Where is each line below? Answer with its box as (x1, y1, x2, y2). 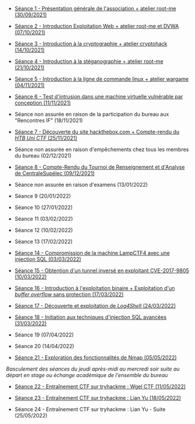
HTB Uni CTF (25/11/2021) (14, 134, 77, 142)
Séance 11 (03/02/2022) (14, 216, 73, 222)
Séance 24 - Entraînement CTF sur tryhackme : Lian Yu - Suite (14, 406, 166, 413)
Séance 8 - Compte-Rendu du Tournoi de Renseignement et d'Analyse (14, 164, 185, 170)
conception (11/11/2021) (14, 99, 71, 106)
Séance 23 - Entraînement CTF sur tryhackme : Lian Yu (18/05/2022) (14, 395, 182, 401)
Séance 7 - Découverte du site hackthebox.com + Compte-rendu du (14, 129, 180, 135)
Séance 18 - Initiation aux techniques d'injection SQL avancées (14, 314, 167, 321)
